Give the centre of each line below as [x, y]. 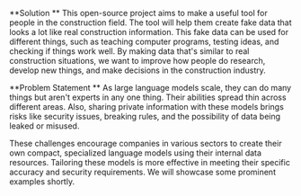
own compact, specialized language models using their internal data [136, 153]
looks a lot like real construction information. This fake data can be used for [149, 32]
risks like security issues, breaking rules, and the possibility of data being [145, 116]
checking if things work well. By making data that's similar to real [129, 51]
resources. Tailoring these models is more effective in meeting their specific [150, 162]
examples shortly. [42, 182]
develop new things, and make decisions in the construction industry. [138, 70]
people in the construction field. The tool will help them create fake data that [150, 22]
